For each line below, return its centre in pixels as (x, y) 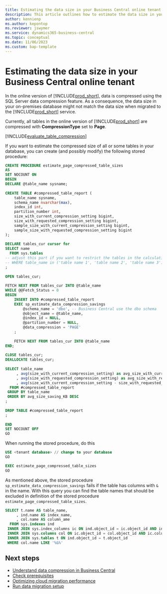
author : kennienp (23, 19)
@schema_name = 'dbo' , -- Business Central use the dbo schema (90, 309)
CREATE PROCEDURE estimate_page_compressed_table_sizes (64, 165)
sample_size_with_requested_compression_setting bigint (73, 230)
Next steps (22, 558)
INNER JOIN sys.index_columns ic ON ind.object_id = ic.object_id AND (82, 529)
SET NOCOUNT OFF (22, 429)
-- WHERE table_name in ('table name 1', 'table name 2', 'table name (80, 262)
